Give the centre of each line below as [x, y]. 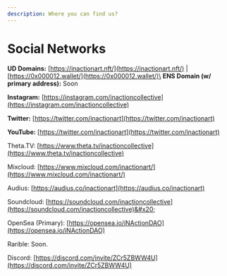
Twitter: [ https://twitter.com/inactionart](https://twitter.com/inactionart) [111, 118]
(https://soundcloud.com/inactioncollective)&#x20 [80, 209]
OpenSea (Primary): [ [38, 222]
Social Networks [57, 48]
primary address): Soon [43, 83]
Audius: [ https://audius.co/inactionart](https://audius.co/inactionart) [106, 188]
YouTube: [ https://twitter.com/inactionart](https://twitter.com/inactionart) [114, 132]
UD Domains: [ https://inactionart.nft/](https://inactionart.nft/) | [98, 68]
